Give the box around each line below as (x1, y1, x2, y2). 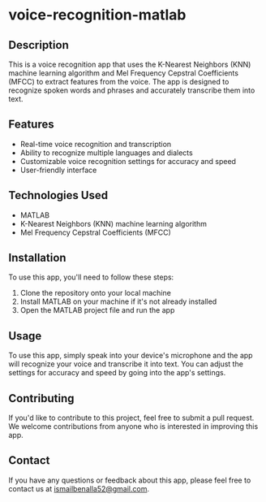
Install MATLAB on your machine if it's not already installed (19, 296, 217, 306)
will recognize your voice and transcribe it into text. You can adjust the (8, 359, 243, 369)
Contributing (8, 392, 75, 405)
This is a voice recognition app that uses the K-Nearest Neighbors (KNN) (8, 59, 251, 69)
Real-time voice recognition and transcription (19, 139, 172, 149)
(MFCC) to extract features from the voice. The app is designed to (8, 77, 230, 86)
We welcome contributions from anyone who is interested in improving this (8, 422, 259, 431)
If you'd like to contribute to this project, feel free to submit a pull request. (8, 413, 255, 423)
